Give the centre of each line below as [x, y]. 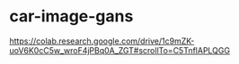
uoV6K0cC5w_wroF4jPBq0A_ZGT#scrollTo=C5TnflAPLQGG [120, 50]
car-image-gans [71, 16]
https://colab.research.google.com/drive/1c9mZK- [102, 41]
